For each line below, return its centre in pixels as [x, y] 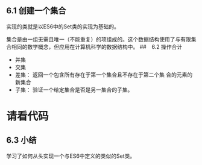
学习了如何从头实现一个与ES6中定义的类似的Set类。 [71, 156]
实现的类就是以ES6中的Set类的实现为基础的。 [63, 26]
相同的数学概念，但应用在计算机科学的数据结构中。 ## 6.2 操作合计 [97, 46]
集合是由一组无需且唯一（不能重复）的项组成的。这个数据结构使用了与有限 [99, 39]
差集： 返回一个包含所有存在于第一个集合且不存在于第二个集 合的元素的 [104, 75]
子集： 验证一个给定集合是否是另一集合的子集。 [74, 90]
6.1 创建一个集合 [36, 11]
